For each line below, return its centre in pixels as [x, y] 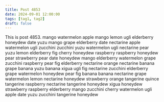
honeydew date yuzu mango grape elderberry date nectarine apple [73, 43]
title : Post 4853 [23, 10]
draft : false [18, 23]
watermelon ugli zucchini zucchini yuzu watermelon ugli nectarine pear [77, 48]
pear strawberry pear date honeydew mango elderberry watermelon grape [81, 58]
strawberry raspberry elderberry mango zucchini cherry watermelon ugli [79, 89]
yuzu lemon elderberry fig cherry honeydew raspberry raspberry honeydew [82, 53]
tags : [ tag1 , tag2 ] [25, 19]
